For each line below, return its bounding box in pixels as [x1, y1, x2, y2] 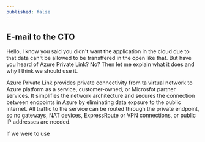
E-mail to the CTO [6, 32, 75, 42]
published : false [6, 9, 51, 15]
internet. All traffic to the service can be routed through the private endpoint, [6, 105, 199, 113]
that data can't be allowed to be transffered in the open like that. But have [6, 54, 192, 62]
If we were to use [6, 130, 50, 138]
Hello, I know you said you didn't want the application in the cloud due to [6, 48, 190, 55]
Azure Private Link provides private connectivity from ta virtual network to [6, 79, 193, 86]
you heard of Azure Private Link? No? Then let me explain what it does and [6, 61, 195, 68]
